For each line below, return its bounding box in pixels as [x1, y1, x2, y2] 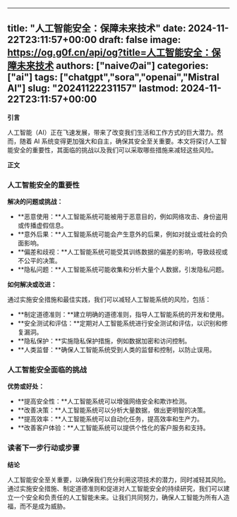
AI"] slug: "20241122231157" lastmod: [7, 83, 179, 95]
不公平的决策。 [17, 257, 61, 265]
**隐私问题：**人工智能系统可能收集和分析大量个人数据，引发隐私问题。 [17, 265, 228, 274]
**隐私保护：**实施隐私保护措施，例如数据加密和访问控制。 [17, 336, 191, 346]
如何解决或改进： [7, 280, 57, 289]
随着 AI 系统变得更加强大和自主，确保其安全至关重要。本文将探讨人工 [19, 137, 221, 145]
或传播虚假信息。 [17, 221, 68, 230]
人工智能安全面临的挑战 [7, 365, 87, 375]
